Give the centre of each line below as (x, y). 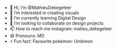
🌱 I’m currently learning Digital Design (48, 18)
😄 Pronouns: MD (27, 36)
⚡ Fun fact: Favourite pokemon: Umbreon (51, 41)
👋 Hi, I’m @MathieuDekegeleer (41, 8)
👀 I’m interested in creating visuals (44, 13)
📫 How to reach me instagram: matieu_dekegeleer (61, 29)
